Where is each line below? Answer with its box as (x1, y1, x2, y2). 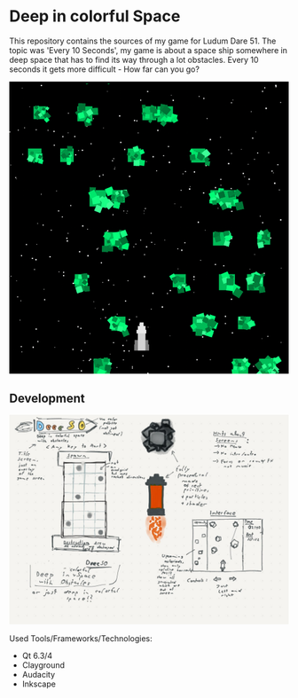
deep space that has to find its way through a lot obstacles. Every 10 (9, 54, 259, 65)
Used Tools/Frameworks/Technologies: (9, 633, 153, 644)
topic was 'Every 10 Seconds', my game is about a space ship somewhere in (9, 44, 288, 55)
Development (9, 390, 86, 405)
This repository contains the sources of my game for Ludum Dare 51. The (9, 35, 277, 46)
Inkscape (21, 678, 56, 689)
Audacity (21, 670, 56, 680)
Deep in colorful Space (9, 6, 181, 27)
